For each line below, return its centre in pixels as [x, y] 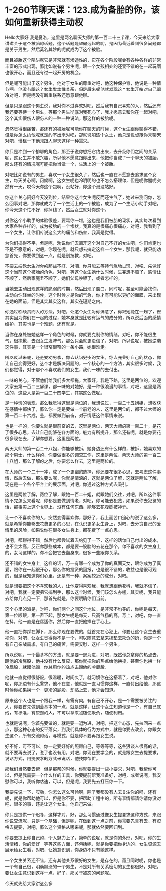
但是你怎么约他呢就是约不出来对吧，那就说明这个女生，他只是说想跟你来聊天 [83, 134]
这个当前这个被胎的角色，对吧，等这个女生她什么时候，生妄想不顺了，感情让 [83, 272]
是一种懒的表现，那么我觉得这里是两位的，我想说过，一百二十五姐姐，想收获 [83, 403]
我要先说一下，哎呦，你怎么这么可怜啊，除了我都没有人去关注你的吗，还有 [81, 792]
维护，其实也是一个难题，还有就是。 [42, 324]
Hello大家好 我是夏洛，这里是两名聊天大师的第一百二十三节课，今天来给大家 [82, 37]
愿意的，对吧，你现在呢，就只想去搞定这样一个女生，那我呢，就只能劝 [89, 249]
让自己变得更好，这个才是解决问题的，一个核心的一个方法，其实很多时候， [81, 363]
